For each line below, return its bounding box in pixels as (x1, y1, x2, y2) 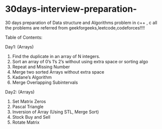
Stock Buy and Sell (12, 114, 51, 120)
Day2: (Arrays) (5, 89, 35, 95)
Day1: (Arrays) (5, 44, 34, 50)
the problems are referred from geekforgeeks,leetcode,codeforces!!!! (5, 25, 145, 30)
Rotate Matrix (12, 119, 40, 125)
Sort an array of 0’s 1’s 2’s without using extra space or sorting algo (12, 58, 148, 64)
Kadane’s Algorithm (12, 74, 52, 80)
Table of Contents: (5, 34, 43, 40)
